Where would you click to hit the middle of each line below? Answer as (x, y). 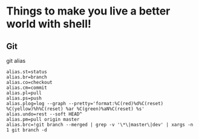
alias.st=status (27, 72)
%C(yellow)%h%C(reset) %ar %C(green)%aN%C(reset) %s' (76, 109)
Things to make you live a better (88, 11)
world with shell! (49, 24)
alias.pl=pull (24, 93)
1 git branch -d (27, 130)
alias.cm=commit (27, 88)
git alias (16, 61)
